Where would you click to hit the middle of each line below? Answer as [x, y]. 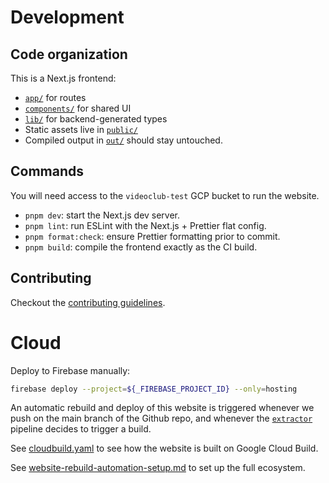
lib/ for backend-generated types [96, 119]
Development [67, 17]
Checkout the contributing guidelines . [88, 302]
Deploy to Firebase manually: [70, 370]
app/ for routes [55, 97]
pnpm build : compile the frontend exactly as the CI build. [141, 247]
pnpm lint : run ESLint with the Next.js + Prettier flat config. [145, 225]
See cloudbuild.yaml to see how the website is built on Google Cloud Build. [164, 448]
